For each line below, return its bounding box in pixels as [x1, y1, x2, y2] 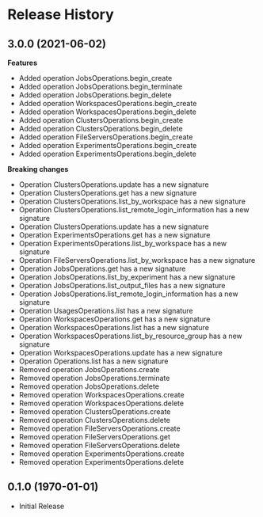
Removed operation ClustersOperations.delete [18, 416, 171, 424]
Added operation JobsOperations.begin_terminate [18, 82, 183, 91]
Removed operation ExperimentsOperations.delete [18, 458, 184, 466]
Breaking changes [7, 165, 69, 173]
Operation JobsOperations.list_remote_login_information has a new [18, 289, 238, 298]
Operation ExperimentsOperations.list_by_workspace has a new [18, 239, 227, 248]
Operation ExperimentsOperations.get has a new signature [18, 230, 211, 239]
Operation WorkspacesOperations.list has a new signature [18, 323, 209, 332]
